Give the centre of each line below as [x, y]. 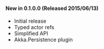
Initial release [30, 21]
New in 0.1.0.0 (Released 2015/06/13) [52, 8]
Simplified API [31, 34]
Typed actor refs [34, 27]
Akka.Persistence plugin [43, 40]
